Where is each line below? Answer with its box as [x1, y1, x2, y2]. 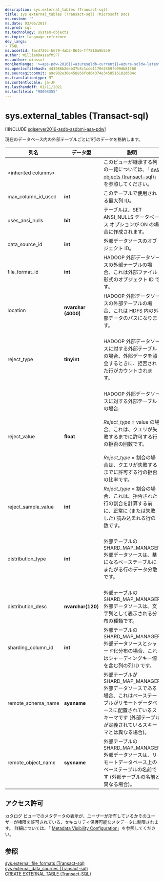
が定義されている [103, 721, 143, 728]
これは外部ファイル [113, 269, 158, 276]
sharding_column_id [7, 644, 54, 651]
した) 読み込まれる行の [103, 515, 156, 522]
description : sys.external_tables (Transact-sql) [5, 7, 108, 12]
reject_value [7, 433, 35, 440]
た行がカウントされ [103, 368, 148, 374]
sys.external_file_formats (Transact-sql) [5, 860, 85, 866]
